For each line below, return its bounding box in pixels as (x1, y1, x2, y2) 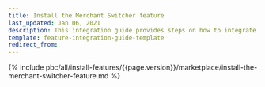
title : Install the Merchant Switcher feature (8, 11, 165, 20)
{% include (8, 62, 44, 72)
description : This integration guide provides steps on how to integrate (8, 26, 257, 34)
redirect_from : (8, 41, 59, 49)
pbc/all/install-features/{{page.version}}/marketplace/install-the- (45, 62, 258, 72)
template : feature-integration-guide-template (8, 33, 165, 42)
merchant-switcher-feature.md (8, 71, 109, 81)
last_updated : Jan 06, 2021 (8, 19, 101, 27)
